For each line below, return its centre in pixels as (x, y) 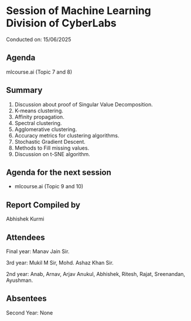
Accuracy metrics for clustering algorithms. (67, 135)
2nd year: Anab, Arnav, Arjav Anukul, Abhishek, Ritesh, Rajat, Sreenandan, (96, 274)
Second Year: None (30, 313)
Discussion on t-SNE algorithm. (52, 154)
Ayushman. (20, 280)
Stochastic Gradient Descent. (50, 141)
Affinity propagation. (39, 117)
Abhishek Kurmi (25, 219)
